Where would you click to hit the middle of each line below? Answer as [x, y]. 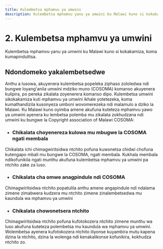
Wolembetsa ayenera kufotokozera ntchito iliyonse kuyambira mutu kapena [80, 232]
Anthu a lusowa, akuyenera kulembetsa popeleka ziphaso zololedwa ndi [77, 84]
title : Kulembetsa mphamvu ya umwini [43, 9]
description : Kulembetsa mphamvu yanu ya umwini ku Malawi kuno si [75, 14]
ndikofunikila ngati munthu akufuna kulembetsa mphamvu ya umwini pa [77, 160]
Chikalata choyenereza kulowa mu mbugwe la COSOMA [79, 133]
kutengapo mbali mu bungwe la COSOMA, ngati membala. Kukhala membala [81, 154]
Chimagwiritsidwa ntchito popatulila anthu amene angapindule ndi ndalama [80, 188]
